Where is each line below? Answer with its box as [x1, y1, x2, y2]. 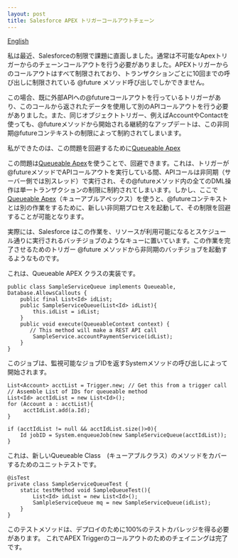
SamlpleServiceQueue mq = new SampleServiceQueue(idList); [33, 499, 212, 506]
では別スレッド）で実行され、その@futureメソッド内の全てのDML [31, 176, 225, 185]
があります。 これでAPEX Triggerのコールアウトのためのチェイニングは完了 [7, 534, 229, 542]
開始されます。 [7, 367, 51, 376]
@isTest [7, 474, 31, 481]
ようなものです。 [13, 254, 63, 262]
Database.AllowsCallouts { [7, 289, 87, 296]
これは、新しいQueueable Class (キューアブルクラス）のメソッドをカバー [7, 451, 227, 459]
